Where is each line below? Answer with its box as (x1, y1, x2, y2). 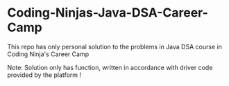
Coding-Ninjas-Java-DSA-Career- (7, 5, 208, 21)
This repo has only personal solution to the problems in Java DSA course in (7, 42, 222, 51)
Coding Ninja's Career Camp (7, 50, 89, 58)
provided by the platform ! (7, 71, 82, 79)
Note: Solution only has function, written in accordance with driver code (7, 63, 213, 71)
